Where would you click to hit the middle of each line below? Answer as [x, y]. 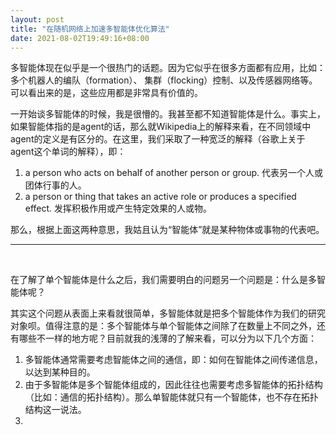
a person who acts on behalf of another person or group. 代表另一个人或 [173, 173]
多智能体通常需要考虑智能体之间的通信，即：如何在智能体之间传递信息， [173, 360]
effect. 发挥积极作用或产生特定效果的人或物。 [118, 208]
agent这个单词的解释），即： [68, 152]
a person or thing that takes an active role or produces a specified [160, 197]
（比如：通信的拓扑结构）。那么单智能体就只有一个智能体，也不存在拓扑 [171, 397]
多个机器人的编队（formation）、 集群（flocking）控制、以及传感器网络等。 [164, 80]
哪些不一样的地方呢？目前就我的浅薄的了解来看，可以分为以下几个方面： [167, 338]
